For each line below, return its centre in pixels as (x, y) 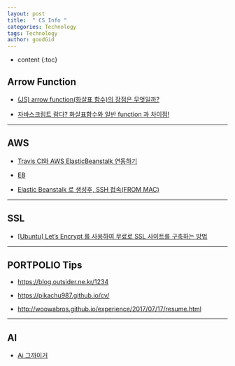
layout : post (26, 14)
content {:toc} (37, 59)
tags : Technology (33, 33)
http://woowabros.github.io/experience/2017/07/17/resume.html (109, 309)
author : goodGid (31, 40)
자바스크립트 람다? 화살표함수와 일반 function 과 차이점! (93, 114)
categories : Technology (42, 27)
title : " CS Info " (37, 20)
